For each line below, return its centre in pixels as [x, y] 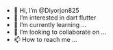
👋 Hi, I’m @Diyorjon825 [47, 10]
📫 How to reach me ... [45, 40]
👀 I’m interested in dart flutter [55, 18]
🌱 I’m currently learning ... [50, 25]
